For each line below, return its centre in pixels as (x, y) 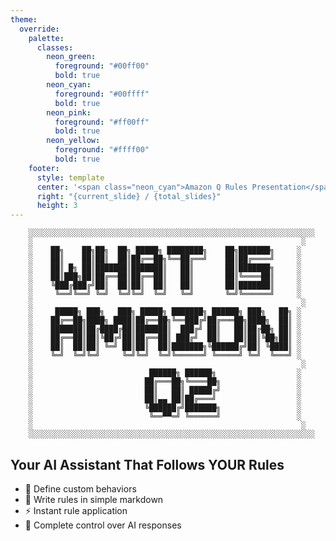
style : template (70, 177)
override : (39, 29)
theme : (24, 19)
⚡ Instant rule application (76, 510)
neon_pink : (69, 112)
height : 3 (57, 206)
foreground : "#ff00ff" (102, 122)
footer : (44, 168)
